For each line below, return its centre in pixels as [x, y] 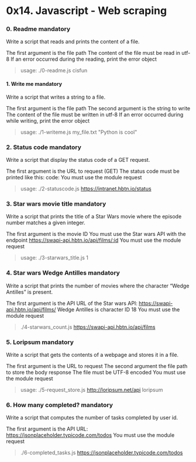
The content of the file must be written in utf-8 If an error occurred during [95, 114]
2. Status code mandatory [44, 147]
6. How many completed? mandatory [59, 405]
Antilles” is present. [30, 292]
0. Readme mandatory [38, 29]
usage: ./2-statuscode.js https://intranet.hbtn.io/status [86, 189]
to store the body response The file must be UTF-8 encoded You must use [96, 372]
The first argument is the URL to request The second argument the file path [97, 366]
